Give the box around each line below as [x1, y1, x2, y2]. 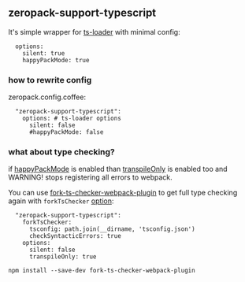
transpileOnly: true [28, 253, 97, 261]
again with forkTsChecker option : [8, 196, 114, 206]
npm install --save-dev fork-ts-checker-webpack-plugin [8, 267, 195, 275]
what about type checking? [8, 147, 116, 158]
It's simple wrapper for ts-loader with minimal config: [8, 27, 180, 36]
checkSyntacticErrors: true [28, 232, 122, 240]
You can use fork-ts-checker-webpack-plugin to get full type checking [8, 188, 238, 198]
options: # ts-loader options [22, 114, 122, 123]
